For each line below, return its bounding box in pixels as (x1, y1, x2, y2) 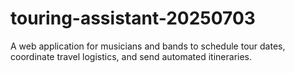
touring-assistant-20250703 (10, 7, 256, 30)
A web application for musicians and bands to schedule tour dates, (10, 40, 286, 52)
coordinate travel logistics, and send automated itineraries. (10, 50, 253, 62)
